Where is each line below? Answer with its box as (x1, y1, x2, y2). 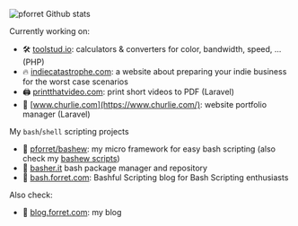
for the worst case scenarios (22, 76, 128, 87)
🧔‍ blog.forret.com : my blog (22, 207, 122, 217)
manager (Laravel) (22, 109, 92, 119)
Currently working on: (9, 26, 90, 36)
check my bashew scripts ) (22, 153, 120, 163)
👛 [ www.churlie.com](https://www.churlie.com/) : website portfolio (22, 100, 267, 109)
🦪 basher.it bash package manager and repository (22, 162, 208, 173)
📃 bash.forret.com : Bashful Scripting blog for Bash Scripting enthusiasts (22, 172, 289, 183)
